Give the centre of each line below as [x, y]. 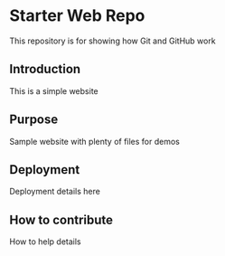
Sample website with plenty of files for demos [95, 141]
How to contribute [61, 219]
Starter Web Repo [77, 16]
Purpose [34, 120]
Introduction [45, 69]
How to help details [45, 242]
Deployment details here [55, 192]
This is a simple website [54, 90]
